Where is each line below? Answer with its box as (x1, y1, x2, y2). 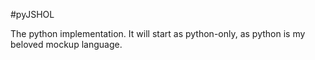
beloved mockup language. (10, 39, 123, 50)
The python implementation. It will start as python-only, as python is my (10, 28, 306, 39)
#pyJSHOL (10, 9, 55, 20)
